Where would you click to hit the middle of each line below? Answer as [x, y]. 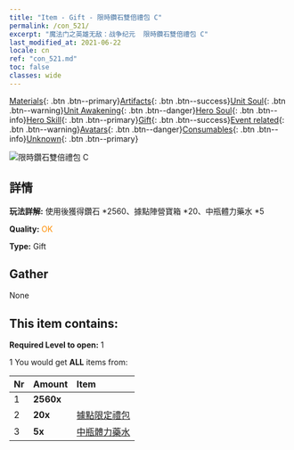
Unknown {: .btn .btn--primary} [82, 138]
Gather [29, 274]
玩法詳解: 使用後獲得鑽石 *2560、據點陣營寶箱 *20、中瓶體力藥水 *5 [137, 211]
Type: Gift [28, 246]
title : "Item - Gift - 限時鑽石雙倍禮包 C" [86, 17]
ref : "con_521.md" [43, 59]
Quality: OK [31, 229]
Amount [50, 384]
